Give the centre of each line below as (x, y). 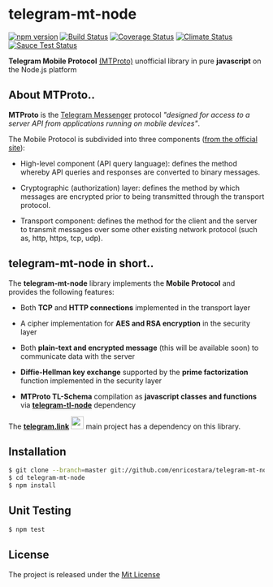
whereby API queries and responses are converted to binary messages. (140, 172)
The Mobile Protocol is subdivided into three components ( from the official (133, 139)
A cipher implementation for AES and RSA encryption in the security (135, 323)
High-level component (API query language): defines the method (129, 163)
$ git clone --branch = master (58, 470)
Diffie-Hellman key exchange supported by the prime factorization (134, 372)
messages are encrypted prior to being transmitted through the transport (142, 196)
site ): (17, 148)
